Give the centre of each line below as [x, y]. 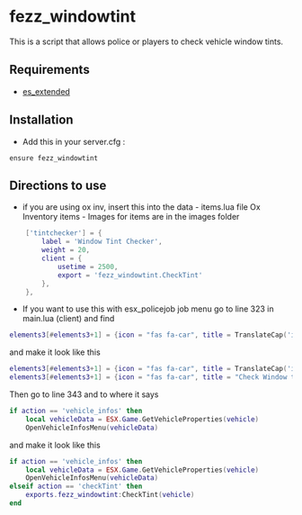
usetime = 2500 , [88, 267]
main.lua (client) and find [68, 319]
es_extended [46, 91]
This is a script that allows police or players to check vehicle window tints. [147, 41]
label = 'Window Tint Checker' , [102, 242]
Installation [41, 120]
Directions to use [58, 185]
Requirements [49, 70]
